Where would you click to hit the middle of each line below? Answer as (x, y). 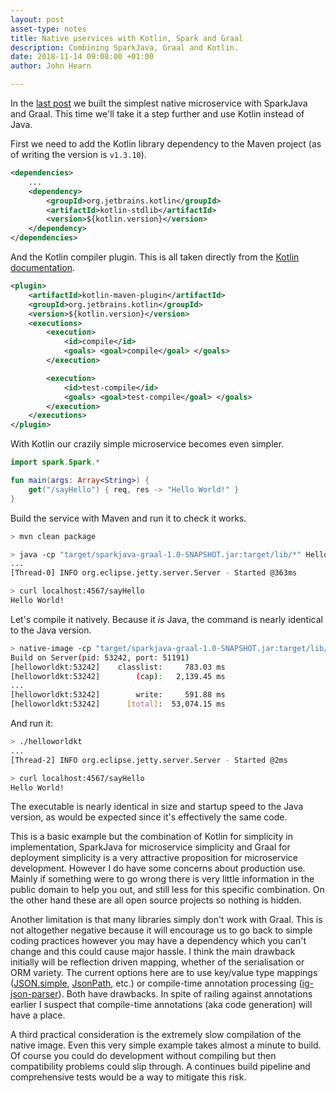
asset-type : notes (48, 29)
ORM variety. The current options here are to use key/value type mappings (164, 973)
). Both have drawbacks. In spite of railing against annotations (185, 994)
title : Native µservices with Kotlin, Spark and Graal (127, 38)
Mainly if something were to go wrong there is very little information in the (162, 879)
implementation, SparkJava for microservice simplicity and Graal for (150, 847)
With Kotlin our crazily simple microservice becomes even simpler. (147, 444)
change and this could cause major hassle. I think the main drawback (153, 952)
